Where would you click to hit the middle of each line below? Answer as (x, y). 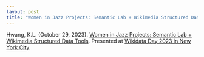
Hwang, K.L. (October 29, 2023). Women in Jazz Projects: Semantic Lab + (99, 34)
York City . (19, 47)
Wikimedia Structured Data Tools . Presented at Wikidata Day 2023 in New (99, 41)
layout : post (23, 12)
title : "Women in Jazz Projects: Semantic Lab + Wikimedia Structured (97, 17)
